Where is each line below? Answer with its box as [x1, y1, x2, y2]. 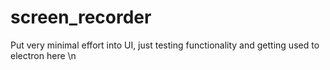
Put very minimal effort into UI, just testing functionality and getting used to [10, 39, 320, 51]
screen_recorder [10, 6, 152, 29]
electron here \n [10, 49, 77, 61]
